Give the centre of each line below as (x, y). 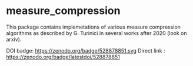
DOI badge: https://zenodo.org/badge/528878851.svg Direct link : (86, 50)
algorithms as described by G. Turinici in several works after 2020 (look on (96, 33)
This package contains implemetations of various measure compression (94, 27)
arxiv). (14, 39)
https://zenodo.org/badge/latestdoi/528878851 (63, 57)
